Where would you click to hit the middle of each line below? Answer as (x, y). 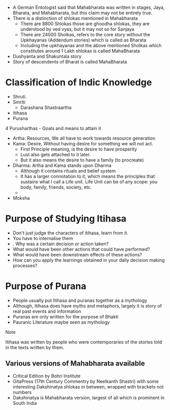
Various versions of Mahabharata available (75, 364)
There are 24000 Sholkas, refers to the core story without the (85, 35)
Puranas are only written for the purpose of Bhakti (66, 316)
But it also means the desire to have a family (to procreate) (82, 160)
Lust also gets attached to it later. (56, 154)
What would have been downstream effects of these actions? (77, 254)
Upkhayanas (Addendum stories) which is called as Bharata (83, 40)
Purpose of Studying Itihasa (66, 219)
